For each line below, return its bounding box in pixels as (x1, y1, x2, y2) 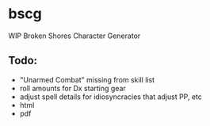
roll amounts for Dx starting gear (19, 83, 127, 93)
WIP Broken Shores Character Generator (8, 31, 141, 40)
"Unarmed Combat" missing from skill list (19, 74, 155, 84)
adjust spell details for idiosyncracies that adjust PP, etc (19, 92, 202, 101)
